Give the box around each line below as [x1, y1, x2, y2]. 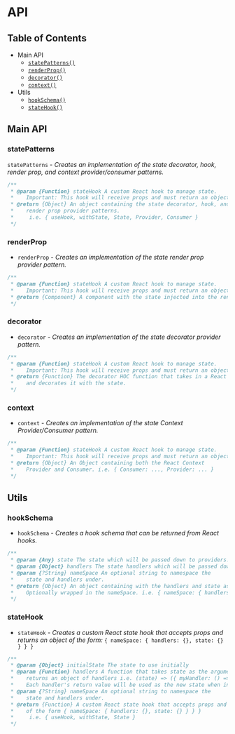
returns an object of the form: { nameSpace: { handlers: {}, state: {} [17, 636, 224, 644]
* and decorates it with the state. [10, 380, 127, 387]
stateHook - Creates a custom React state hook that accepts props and [17, 628, 224, 636]
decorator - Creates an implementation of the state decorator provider [17, 333, 222, 341]
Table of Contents [7, 32, 87, 44]
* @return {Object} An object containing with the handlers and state [10, 582, 220, 589]
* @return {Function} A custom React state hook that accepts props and [10, 701, 227, 708]
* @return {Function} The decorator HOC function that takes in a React [10, 373, 227, 380]
